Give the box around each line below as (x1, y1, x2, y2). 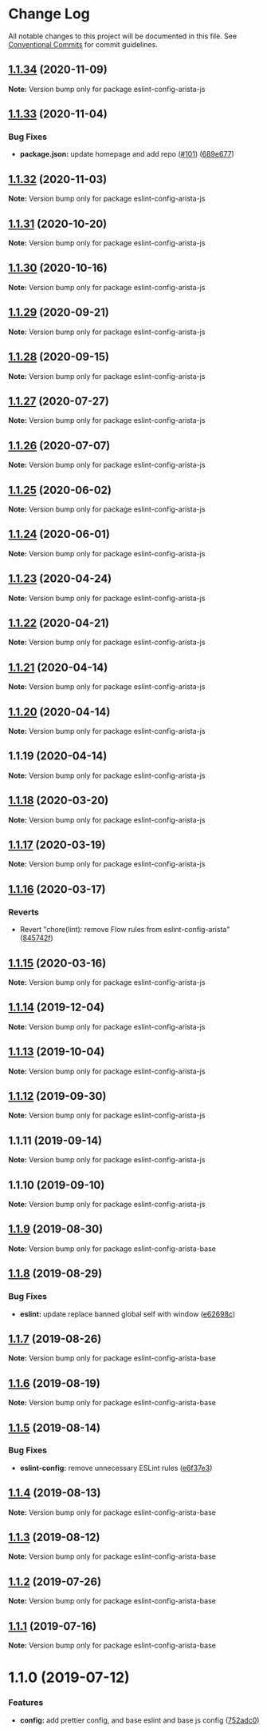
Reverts (8, 906, 40, 918)
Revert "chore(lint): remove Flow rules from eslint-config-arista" (19, 925, 230, 934)
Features (8, 1697, 44, 1708)
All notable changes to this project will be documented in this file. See (8, 31, 238, 41)
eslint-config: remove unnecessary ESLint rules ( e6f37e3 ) (19, 1463, 213, 1472)
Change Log (8, 5, 90, 23)
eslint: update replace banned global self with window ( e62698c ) (19, 1309, 236, 1319)
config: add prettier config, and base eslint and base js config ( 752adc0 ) (19, 1715, 260, 1725)
